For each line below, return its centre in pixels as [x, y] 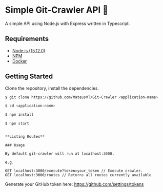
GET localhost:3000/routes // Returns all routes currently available [78, 175]
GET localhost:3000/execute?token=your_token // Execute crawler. [74, 171]
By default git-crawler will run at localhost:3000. [60, 154]
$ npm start [17, 124]
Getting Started [29, 76]
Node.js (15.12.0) [29, 50]
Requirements [27, 39]
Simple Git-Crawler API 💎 [57, 10]
